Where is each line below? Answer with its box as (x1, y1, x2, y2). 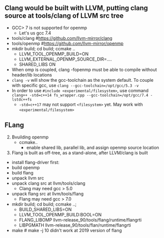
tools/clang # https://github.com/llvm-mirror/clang (11, 35, 112, 41)
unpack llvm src (11, 175, 44, 181)
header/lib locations (11, 71, 52, 78)
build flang (11, 170, 34, 175)
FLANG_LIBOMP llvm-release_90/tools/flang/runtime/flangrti (19, 217, 142, 223)
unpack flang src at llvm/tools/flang (11, 191, 84, 197)
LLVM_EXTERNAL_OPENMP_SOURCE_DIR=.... (19, 56, 112, 62)
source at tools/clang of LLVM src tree (4, 12, 124, 20)
